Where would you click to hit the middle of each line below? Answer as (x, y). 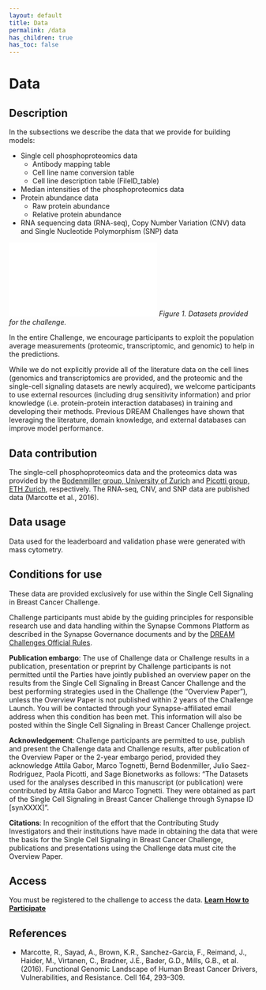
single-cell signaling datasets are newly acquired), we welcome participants (132, 386)
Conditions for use (56, 575)
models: (22, 141)
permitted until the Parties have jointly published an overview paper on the (130, 674)
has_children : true (41, 38)
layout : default (36, 15)
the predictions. (34, 354)
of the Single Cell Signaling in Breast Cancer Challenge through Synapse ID (131, 799)
